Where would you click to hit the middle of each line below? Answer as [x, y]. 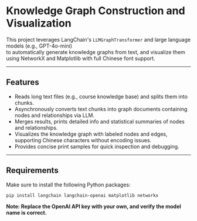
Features [23, 83]
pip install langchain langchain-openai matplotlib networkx [82, 195]
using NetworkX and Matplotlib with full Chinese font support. [81, 58]
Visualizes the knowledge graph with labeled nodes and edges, [91, 134]
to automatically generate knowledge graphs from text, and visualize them [96, 52]
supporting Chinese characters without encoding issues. [83, 140]
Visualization [39, 23]
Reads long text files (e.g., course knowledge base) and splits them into [101, 96]
